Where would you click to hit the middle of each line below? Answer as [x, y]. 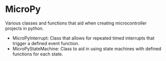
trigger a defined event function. [46, 43]
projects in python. [24, 28]
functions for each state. [38, 54]
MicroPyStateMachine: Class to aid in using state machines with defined [87, 48]
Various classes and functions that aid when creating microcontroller [76, 23]
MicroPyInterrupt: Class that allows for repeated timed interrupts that [83, 38]
